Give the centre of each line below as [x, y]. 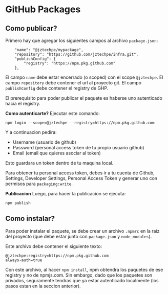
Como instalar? [30, 219]
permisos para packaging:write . [39, 184]
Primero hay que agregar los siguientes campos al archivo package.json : [82, 40]
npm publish [18, 203]
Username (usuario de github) [45, 142]
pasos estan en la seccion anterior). [43, 286]
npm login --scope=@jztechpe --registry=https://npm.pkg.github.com [80, 123]
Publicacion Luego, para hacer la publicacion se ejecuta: [66, 194]
